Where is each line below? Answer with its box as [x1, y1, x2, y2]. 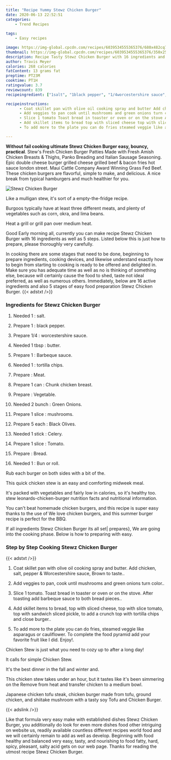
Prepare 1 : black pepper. [13, 323, 65, 329]
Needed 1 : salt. [13, 313, 46, 319]
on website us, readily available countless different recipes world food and [6, 727, 161, 734]
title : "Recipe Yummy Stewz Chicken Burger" [6, 7, 101, 13]
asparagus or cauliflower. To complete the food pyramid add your [13, 632, 150, 638]
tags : [6, 31, 17, 36]
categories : [6, 17, 31, 22]
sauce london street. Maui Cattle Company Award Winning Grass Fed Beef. [6, 164, 162, 171]
